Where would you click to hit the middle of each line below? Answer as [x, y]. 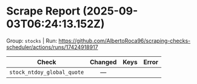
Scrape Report [43, 11]
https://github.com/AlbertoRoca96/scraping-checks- [125, 40]
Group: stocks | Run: [32, 40]
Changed [103, 62]
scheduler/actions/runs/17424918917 [52, 47]
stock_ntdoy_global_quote [47, 72]
